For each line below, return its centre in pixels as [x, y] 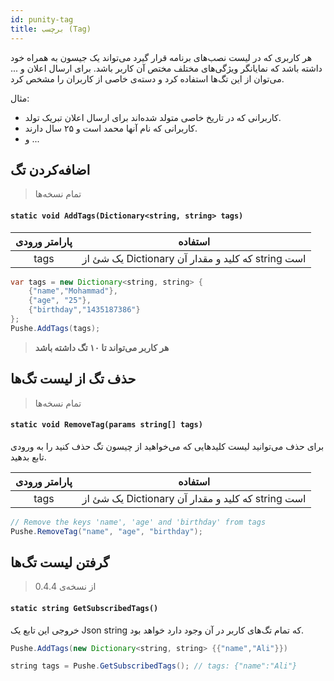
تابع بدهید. [28, 457]
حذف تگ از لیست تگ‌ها [73, 379]
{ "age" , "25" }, [60, 301]
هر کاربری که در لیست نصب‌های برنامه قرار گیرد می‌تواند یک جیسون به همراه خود [161, 57]
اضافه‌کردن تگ [50, 169]
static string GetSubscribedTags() [84, 608]
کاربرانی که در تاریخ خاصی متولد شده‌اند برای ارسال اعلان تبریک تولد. [153, 117]
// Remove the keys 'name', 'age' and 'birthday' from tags [138, 522]
